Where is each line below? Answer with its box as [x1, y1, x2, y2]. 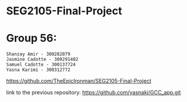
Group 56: [6, 32, 57, 45]
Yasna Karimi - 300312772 [6, 67, 70, 73]
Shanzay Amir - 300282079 [6, 51, 70, 57]
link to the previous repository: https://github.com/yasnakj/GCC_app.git [6, 89, 181, 96]
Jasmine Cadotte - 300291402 [6, 57, 79, 63]
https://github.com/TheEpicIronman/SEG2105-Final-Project [6, 78, 152, 85]
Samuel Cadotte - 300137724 [6, 61, 76, 68]
